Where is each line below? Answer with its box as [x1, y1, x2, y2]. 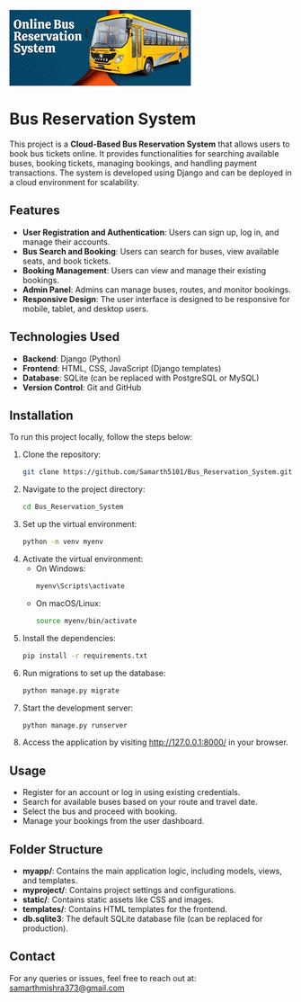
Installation [9, 407, 74, 423]
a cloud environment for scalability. [9, 176, 139, 187]
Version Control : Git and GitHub [22, 381, 142, 392]
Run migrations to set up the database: [22, 667, 166, 678]
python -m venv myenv [22, 537, 103, 547]
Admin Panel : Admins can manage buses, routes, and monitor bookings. [22, 284, 292, 295]
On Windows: [35, 563, 86, 574]
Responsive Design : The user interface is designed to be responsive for [22, 293, 290, 304]
